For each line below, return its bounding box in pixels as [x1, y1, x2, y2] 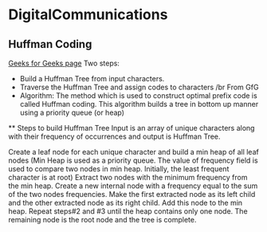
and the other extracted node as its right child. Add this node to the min [8, 198, 243, 207]
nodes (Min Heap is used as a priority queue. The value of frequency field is [8, 155, 258, 165]
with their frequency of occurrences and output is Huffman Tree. [8, 132, 221, 141]
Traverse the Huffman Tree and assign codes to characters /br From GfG [19, 82, 259, 92]
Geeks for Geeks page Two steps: [8, 58, 120, 68]
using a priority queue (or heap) [19, 108, 125, 117]
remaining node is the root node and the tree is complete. [8, 215, 197, 224]
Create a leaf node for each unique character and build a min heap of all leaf [8, 147, 259, 156]
